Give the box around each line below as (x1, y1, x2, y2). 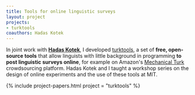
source (6, 52, 24, 59)
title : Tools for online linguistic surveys (6, 8, 116, 15)
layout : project (6, 14, 45, 20)
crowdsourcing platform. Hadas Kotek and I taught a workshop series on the (6, 65, 189, 72)
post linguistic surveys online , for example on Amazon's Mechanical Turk (6, 59, 185, 66)
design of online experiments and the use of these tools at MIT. (6, 71, 158, 78)
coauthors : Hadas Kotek (6, 30, 64, 36)
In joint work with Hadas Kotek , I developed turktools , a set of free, (6, 46, 168, 53)
